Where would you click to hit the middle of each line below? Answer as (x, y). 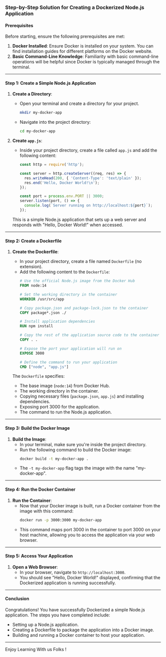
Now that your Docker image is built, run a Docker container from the (90, 505)
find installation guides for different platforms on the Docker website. (82, 51)
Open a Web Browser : (35, 567)
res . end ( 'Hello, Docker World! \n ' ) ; (62, 183)
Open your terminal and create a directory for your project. (79, 103)
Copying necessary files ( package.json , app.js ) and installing (82, 396)
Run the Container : (32, 500)
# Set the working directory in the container (68, 294)
